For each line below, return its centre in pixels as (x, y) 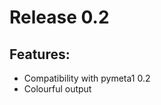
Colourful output (57, 89)
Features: (40, 54)
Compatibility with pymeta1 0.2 (87, 78)
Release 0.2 (59, 17)
